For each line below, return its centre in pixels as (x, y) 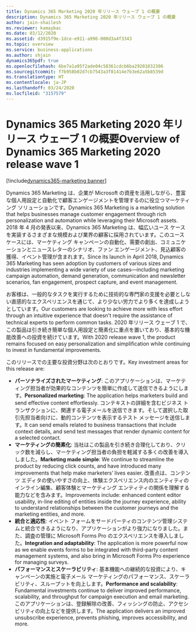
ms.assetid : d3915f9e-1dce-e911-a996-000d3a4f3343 (69, 39)
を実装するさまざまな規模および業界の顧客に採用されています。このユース (95, 234)
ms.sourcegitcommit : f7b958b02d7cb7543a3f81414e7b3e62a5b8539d (85, 72)
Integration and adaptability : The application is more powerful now (106, 543)
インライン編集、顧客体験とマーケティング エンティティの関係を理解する (102, 488)
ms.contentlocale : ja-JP (36, 83)
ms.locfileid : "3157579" (36, 93)
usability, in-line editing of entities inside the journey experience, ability (100, 501)
